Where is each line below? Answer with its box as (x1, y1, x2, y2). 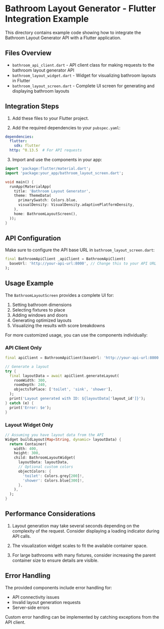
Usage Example (5, 279, 54, 288)
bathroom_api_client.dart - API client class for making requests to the (12, 62, 155, 68)
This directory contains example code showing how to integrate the (5, 29, 141, 35)
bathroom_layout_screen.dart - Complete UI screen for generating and (12, 83, 155, 89)
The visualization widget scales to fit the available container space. (12, 542, 148, 549)
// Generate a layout (5, 364, 49, 369)
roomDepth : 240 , (14, 383, 47, 387)
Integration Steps (5, 102, 59, 111)
